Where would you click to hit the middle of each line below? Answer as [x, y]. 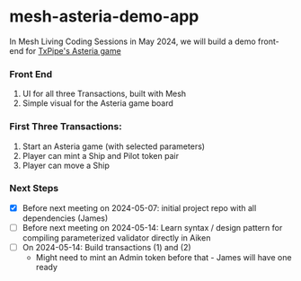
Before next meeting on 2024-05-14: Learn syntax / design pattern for [152, 227]
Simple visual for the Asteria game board [97, 103]
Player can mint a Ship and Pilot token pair [101, 155]
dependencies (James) [65, 218]
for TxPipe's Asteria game [73, 50]
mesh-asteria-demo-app [104, 17]
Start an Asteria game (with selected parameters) [113, 146]
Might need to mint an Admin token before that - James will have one [164, 258]
